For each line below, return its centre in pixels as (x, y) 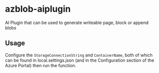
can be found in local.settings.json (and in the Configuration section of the (80, 60)
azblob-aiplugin (38, 9)
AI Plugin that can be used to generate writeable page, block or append (77, 23)
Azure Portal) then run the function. (41, 65)
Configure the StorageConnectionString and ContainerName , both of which (79, 55)
